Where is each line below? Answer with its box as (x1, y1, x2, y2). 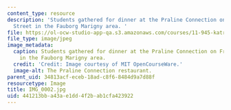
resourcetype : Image (7, 80, 67, 87)
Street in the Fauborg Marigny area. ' (13, 23, 128, 29)
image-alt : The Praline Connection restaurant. (13, 67, 153, 74)
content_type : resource (7, 10, 76, 17)
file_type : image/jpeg (7, 36, 72, 42)
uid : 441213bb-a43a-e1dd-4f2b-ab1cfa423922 (7, 93, 134, 100)
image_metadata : (7, 42, 54, 49)
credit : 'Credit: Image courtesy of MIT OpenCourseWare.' (13, 61, 184, 68)
